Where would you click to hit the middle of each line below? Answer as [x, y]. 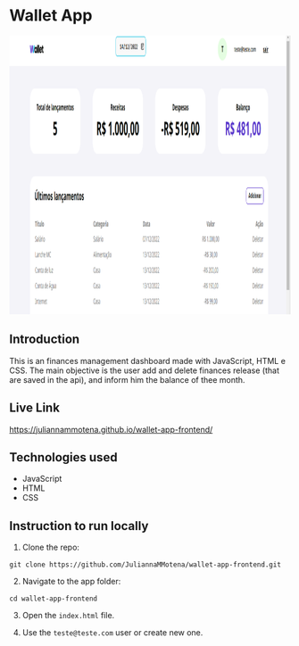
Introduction [45, 340]
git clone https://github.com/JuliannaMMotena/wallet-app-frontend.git [145, 565]
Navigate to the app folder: [71, 582]
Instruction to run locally [79, 526]
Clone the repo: [51, 547]
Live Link [35, 408]
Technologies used [63, 457]
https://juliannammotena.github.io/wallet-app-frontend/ [111, 429]
